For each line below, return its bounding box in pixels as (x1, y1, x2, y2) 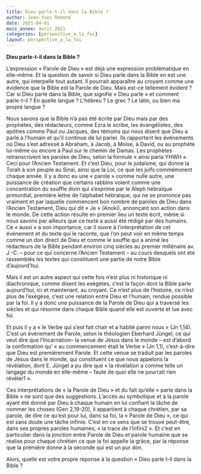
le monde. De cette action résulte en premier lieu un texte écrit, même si (6, 211, 185, 218)
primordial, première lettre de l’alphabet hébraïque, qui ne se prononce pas (6, 192, 191, 199)
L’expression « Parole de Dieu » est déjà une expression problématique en (6, 65, 189, 72)
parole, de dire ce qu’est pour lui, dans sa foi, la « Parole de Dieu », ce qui (6, 412, 188, 419)
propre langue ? (6, 103, 46, 110)
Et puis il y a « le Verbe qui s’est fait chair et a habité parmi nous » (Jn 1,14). (6, 324, 192, 331)
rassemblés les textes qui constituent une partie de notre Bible (6, 256, 161, 262)
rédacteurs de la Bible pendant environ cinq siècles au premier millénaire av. (6, 243, 195, 250)
